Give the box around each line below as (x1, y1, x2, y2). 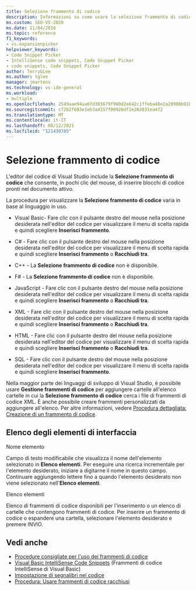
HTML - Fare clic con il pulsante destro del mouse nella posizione (14, 332, 172, 339)
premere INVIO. (6, 520, 44, 527)
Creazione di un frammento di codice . (6, 410, 97, 417)
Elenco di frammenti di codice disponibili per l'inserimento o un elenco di (6, 502, 181, 509)
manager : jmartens (6, 80, 51, 85)
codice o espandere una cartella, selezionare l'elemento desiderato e (6, 514, 172, 522)
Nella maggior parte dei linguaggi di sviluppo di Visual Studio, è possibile (6, 379, 181, 386)
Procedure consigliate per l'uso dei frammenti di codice (14, 553, 148, 560)
